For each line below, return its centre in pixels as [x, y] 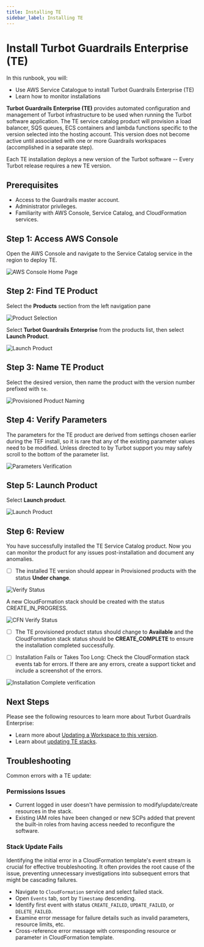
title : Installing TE [34, 12]
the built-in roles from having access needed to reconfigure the [95, 824]
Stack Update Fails [35, 847]
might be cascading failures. [42, 880]
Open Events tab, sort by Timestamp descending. [75, 898]
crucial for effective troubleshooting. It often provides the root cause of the [100, 867]
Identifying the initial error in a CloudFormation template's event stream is [99, 860]
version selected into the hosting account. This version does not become [98, 134]
